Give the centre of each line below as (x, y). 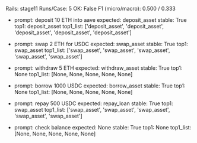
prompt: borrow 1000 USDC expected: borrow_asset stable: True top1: (100, 86)
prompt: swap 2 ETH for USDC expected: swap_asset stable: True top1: (101, 44)
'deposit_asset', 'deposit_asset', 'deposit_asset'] (73, 32)
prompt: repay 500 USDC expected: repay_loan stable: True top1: (93, 103)
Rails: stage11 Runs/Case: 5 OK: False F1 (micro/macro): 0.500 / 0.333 (90, 9)
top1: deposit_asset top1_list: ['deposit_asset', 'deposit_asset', (89, 26)
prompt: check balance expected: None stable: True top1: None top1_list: (103, 127)
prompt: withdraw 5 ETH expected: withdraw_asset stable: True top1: (98, 68)
